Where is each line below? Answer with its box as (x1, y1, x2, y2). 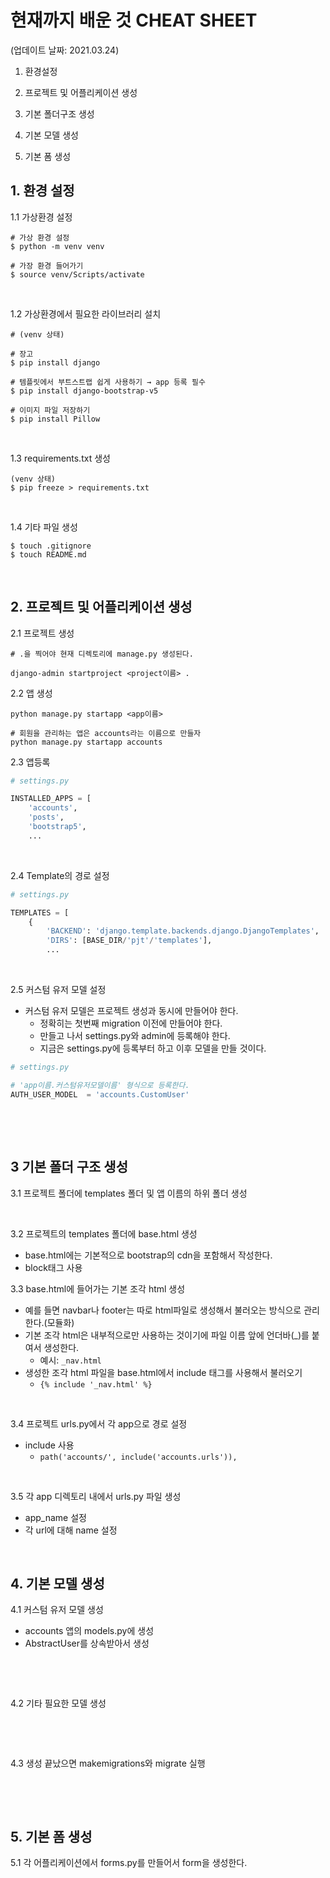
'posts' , (28, 812, 65, 823)
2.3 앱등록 (10, 756, 51, 768)
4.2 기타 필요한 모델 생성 (10, 1697, 107, 1710)
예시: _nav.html (39, 1354, 102, 1366)
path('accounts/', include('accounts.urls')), (39, 1452, 238, 1462)
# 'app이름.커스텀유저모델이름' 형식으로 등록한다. (10, 1080, 190, 1090)
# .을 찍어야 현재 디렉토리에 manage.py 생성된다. (10, 649, 194, 659)
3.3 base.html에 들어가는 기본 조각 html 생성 (10, 1282, 186, 1295)
